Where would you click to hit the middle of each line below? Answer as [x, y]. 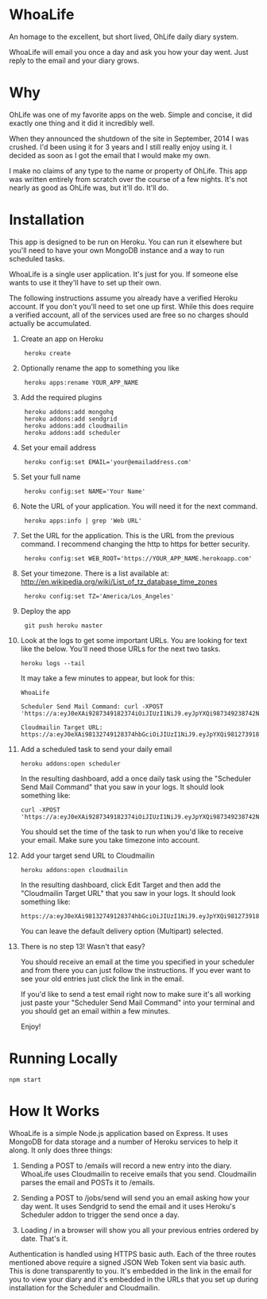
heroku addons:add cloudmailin [76, 426]
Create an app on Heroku [62, 339]
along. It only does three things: [61, 1150]
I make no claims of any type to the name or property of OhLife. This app [128, 171]
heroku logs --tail [53, 663]
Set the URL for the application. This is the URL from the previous [128, 535]
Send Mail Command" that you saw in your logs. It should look [122, 787]
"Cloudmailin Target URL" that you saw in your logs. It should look [128, 893]
